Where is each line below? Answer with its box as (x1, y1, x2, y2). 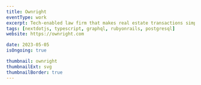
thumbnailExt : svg (6, 63, 52, 69)
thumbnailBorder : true (6, 69, 63, 75)
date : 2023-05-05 (6, 42, 50, 48)
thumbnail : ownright (6, 58, 58, 64)
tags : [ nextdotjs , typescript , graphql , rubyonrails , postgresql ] (6, 25, 175, 32)
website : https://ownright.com (6, 31, 84, 37)
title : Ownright (6, 8, 47, 15)
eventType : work (6, 14, 47, 20)
